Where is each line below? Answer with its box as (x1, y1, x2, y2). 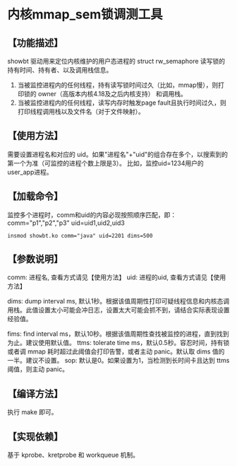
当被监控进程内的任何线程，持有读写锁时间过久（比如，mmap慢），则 (17, 81, 219, 89)
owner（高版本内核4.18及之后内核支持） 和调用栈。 (37, 90, 187, 98)
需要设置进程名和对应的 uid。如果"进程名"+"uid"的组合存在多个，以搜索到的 (7, 150, 228, 158)
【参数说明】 (7, 253, 63, 265)
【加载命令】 (7, 190, 63, 202)
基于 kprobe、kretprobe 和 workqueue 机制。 (7, 450, 140, 460)
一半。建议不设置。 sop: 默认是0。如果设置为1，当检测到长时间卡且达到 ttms (7, 356, 230, 365)
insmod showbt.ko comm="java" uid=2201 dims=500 (7, 232, 153, 239)
